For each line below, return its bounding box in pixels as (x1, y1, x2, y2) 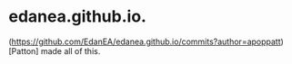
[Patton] (8, 45, 39, 56)
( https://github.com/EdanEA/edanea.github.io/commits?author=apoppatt (8, 36, 281, 47)
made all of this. (40, 45, 101, 56)
